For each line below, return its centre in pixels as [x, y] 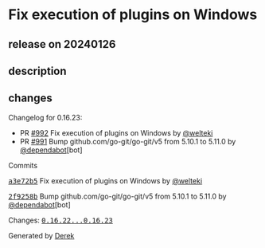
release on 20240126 [62, 44]
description [37, 71]
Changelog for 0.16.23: [45, 117]
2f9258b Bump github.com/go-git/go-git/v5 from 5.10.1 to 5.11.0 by [117, 196]
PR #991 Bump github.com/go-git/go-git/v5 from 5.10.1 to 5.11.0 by [128, 141]
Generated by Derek [41, 235]
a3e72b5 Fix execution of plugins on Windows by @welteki [105, 180]
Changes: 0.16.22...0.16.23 [61, 220]
